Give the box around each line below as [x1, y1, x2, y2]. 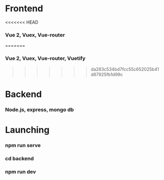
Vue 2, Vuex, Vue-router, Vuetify [5, 55, 86, 62]
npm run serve [5, 142, 41, 149]
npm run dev [5, 168, 36, 175]
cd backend [5, 155, 34, 162]
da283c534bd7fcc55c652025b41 [91, 66, 159, 72]
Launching [5, 124, 50, 135]
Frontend [5, 3, 43, 14]
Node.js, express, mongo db [5, 106, 74, 113]
